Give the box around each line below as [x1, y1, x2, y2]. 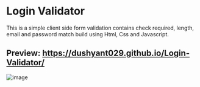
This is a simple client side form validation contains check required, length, [6, 24, 194, 31]
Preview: [6, 48, 41, 59]
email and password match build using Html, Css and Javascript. [6, 30, 170, 37]
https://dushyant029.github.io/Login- [42, 48, 190, 59]
